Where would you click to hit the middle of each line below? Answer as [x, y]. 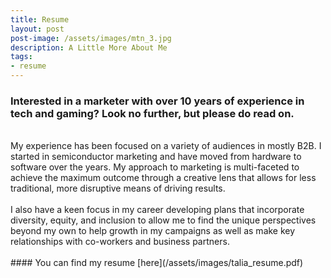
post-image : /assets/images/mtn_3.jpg [91, 38]
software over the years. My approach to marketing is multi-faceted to [155, 167]
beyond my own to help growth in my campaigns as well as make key [153, 231]
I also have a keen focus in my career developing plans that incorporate [157, 210]
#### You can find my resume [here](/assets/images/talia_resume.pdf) [157, 263]
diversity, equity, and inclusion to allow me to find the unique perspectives [163, 220]
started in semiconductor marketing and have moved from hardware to [156, 157]
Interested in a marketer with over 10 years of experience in [157, 101]
